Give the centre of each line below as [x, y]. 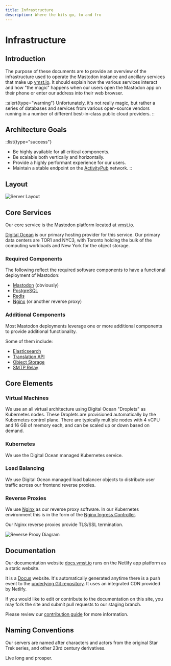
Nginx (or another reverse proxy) [47, 301]
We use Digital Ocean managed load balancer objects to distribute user [80, 479]
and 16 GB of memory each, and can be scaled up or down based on [77, 425]
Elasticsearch [27, 351]
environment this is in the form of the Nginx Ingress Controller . [71, 515]
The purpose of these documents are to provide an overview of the [76, 71]
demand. [15, 431]
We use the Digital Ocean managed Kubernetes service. [64, 455]
